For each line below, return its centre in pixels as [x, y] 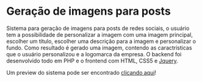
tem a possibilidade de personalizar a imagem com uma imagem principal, [100, 34]
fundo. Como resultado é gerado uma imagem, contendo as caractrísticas [99, 48]
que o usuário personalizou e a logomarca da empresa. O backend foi [94, 54]
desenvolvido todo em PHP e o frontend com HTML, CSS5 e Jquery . [92, 61]
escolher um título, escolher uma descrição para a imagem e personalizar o [101, 41]
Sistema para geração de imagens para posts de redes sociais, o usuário [98, 28]
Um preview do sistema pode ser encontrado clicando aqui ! [81, 72]
